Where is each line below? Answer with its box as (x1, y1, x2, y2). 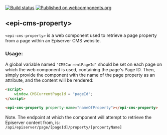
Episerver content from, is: (5, 120, 60, 126)
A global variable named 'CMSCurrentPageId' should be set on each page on (5, 61, 162, 67)
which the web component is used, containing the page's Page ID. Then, (5, 67, 155, 73)
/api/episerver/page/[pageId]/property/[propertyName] (5, 125, 122, 130)
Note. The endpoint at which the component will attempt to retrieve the (5, 114, 152, 120)
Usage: (5, 50, 24, 57)
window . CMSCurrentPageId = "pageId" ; (14, 91, 93, 97)
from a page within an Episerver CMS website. (5, 37, 101, 43)
